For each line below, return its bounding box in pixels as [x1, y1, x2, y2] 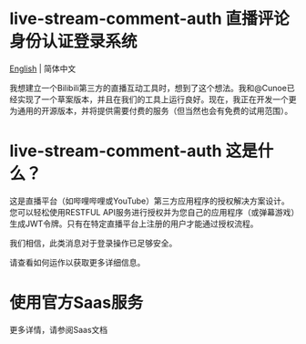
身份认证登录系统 [9, 31, 138, 52]
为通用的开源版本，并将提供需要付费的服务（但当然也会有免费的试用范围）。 [9, 105, 293, 116]
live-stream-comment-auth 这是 [9, 141, 258, 162]
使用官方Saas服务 [9, 293, 144, 313]
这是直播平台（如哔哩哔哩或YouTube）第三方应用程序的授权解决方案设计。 [9, 195, 290, 206]
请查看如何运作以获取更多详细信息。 [9, 256, 146, 267]
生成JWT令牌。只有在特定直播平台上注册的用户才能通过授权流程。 [9, 218, 259, 229]
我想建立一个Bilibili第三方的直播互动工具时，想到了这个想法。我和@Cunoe [9, 82, 287, 93]
